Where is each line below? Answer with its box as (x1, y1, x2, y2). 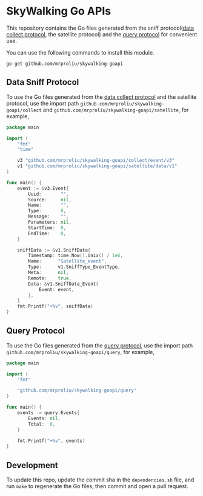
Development (6, 460, 59, 471)
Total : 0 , (28, 421, 56, 427)
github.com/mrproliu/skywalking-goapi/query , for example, (6, 348, 155, 355)
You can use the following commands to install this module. (6, 49, 155, 56)
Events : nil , (28, 415, 61, 421)
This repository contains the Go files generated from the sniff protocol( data (6, 24, 194, 32)
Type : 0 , (28, 208, 67, 214)
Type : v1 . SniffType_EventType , (28, 264, 121, 270)
